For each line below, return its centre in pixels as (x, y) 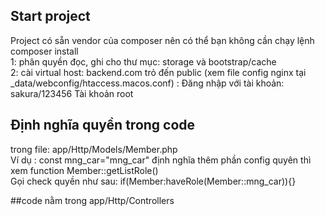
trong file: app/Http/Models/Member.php (94, 149)
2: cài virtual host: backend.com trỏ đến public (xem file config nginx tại (158, 72)
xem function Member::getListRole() (84, 170)
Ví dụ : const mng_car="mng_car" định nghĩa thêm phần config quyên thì (161, 160)
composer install (44, 51)
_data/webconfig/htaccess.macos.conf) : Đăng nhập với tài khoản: (147, 83)
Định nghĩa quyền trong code (103, 125)
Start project (50, 16)
